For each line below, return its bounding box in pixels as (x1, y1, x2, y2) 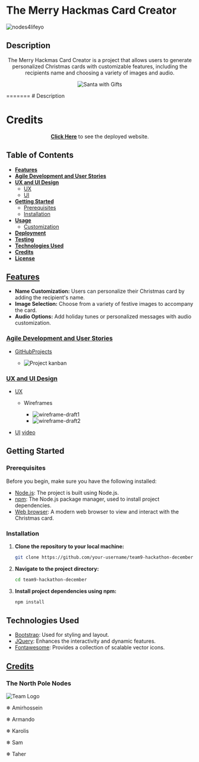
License (14, 255, 35, 262)
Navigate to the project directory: (14, 565, 99, 572)
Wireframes (23, 399, 53, 406)
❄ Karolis (6, 727, 29, 735)
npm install (14, 599, 45, 605)
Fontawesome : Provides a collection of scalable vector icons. (14, 644, 165, 651)
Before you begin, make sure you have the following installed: (6, 478, 157, 485)
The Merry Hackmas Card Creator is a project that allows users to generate (8, 56, 192, 63)
